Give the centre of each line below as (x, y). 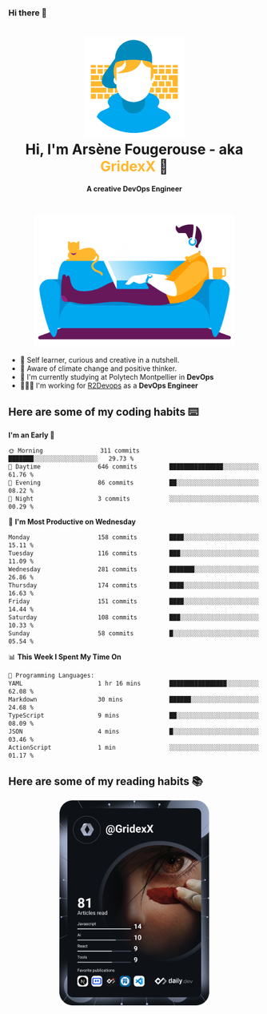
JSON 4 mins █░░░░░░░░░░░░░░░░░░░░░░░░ (134, 732)
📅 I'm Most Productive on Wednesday (72, 522)
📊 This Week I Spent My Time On (65, 657)
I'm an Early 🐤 (32, 435)
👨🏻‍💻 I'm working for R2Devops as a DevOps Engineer (109, 386)
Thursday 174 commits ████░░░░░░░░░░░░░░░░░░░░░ (134, 585)
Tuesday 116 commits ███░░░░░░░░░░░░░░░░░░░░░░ (134, 553)
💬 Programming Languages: (51, 676)
